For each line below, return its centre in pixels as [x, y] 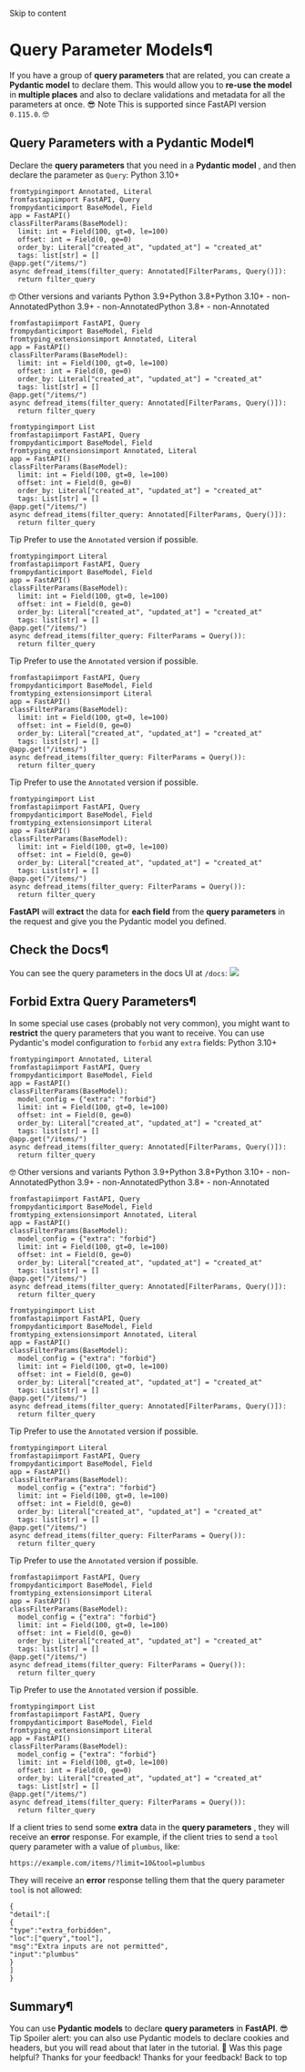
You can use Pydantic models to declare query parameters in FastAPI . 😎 [149, 2028]
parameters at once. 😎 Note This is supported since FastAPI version [138, 104]
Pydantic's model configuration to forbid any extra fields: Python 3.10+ [143, 1043]
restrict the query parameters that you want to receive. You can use [137, 1033]
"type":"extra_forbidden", [61, 1931]
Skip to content [38, 13]
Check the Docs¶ [59, 950]
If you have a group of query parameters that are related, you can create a [150, 75]
